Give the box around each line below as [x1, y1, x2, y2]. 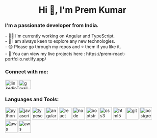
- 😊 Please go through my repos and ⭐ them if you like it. [5, 44, 121, 50]
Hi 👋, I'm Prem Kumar [38, 4, 127, 16]
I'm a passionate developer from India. [5, 22, 99, 29]
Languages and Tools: [5, 96, 59, 103]
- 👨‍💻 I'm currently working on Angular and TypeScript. [5, 33, 115, 39]
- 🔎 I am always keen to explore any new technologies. [5, 38, 115, 44]
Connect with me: [5, 68, 49, 75]
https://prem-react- [86, 51, 126, 57]
